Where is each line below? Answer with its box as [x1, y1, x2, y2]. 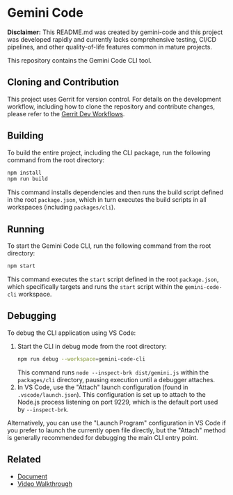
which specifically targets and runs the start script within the [7, 283, 184, 290]
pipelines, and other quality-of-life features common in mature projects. [7, 42, 212, 51]
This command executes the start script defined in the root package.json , [7, 275, 219, 283]
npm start [7, 262, 36, 269]
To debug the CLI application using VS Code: [7, 329, 136, 337]
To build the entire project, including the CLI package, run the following [7, 148, 211, 157]
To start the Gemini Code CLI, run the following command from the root [7, 242, 211, 250]
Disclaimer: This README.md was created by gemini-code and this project [7, 28, 223, 36]
